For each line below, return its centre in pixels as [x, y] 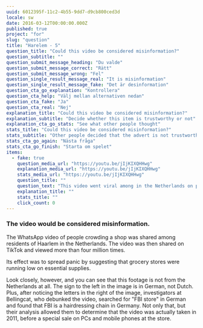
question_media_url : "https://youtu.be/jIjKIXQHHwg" [85, 164]
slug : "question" [28, 40]
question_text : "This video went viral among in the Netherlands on [105, 186]
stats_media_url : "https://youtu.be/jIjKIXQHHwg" [81, 175]
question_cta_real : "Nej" [39, 107]
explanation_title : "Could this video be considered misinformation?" [97, 113]
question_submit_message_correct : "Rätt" [59, 68]
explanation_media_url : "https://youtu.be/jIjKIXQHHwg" [89, 169]
